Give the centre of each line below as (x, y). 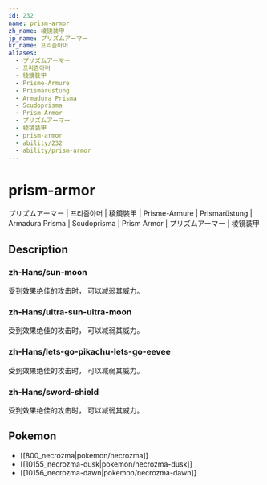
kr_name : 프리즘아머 (38, 46)
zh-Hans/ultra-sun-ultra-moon (70, 312)
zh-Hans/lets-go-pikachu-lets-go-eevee (89, 352)
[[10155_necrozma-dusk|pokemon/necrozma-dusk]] (106, 464)
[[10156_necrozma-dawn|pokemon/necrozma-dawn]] (108, 472)
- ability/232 (39, 143)
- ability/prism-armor (53, 150)
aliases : (23, 53)
